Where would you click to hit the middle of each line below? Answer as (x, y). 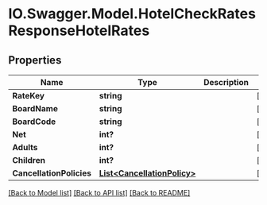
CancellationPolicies (52, 173)
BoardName (35, 108)
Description (226, 82)
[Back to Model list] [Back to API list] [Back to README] (99, 193)
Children (29, 160)
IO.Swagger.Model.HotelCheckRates (132, 14)
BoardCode (34, 122)
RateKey (29, 96)
